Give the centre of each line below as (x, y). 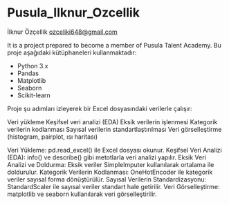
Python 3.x (33, 66)
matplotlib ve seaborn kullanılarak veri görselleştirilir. (82, 194)
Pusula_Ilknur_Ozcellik (74, 13)
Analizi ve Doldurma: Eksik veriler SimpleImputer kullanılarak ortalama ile (111, 164)
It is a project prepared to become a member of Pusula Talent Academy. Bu (114, 45)
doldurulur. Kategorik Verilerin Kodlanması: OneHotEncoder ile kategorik (110, 172)
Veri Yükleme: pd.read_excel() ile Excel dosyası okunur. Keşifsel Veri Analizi (115, 150)
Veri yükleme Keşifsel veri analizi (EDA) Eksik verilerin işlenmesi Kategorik (112, 121)
